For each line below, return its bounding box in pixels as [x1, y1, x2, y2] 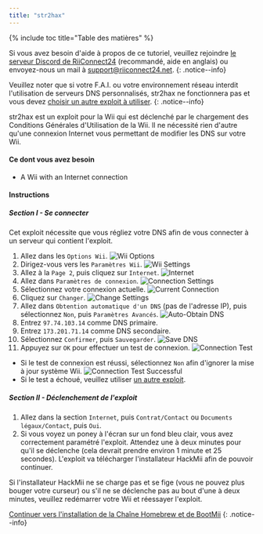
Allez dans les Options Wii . [20, 252, 108, 261]
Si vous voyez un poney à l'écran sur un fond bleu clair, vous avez [20, 429, 233, 439]
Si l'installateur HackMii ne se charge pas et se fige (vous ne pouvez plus [9, 478, 245, 487]
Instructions [9, 190, 50, 200]
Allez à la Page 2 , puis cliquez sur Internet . [20, 268, 160, 278]
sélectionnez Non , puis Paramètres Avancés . [20, 310, 159, 319]
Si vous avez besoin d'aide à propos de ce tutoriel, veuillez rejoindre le [9, 48, 237, 57]
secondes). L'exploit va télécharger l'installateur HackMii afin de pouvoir [20, 454, 254, 463]
